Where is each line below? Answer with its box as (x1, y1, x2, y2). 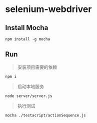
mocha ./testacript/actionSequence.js (5, 112, 86, 118)
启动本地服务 (17, 83, 44, 89)
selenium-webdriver (5, 3, 92, 15)
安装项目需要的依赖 (17, 64, 57, 70)
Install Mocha (5, 23, 48, 32)
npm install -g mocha (5, 36, 50, 41)
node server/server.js (5, 93, 52, 98)
